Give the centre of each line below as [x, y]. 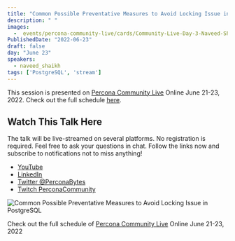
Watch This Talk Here [55, 122]
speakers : [22, 60]
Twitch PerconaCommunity [56, 189]
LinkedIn [30, 174]
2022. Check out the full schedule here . [64, 99]
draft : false [26, 46]
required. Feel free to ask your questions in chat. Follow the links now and [113, 146]
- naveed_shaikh [37, 66]
